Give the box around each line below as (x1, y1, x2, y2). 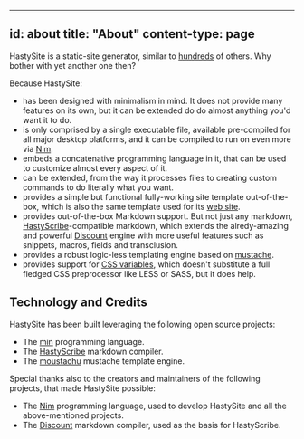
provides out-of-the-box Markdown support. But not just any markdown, (22, 210, 293, 222)
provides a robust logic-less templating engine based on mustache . (22, 249, 274, 260)
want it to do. (22, 114, 72, 125)
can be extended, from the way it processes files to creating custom (22, 172, 278, 183)
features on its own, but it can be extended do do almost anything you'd (22, 105, 291, 116)
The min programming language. (22, 336, 145, 347)
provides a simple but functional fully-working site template (22, 191, 244, 202)
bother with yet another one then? (9, 60, 137, 71)
